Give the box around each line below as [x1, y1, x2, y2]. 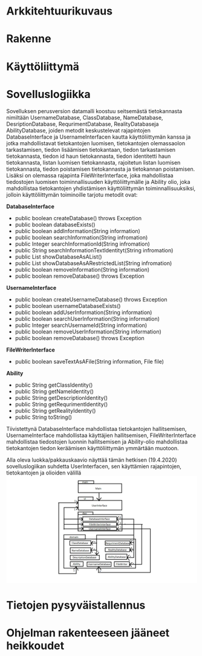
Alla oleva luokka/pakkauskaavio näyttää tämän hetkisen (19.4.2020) [6, 456, 177, 464]
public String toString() [15, 413, 73, 421]
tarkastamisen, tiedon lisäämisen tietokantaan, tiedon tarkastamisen [6, 146, 176, 153]
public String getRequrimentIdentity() [15, 401, 108, 408]
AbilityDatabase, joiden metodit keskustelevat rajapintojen [6, 126, 151, 134]
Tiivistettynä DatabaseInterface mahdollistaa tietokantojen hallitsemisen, [6, 425, 187, 432]
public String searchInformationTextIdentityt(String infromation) [15, 246, 174, 254]
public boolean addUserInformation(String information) [15, 309, 152, 316]
